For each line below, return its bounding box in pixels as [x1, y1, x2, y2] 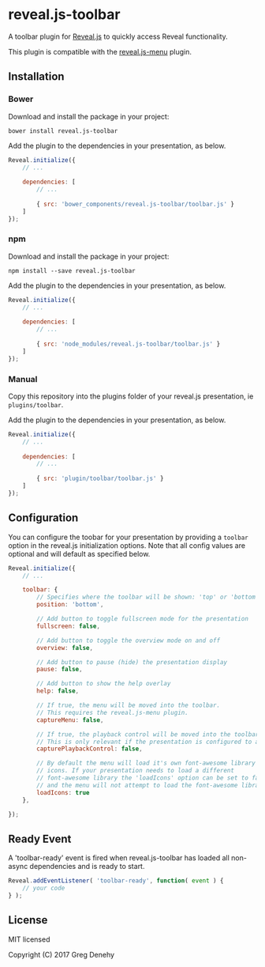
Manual [8, 373, 38, 384]
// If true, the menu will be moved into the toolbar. [36, 701, 221, 709]
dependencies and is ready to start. [29, 862, 145, 871]
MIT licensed [8, 935, 50, 944]
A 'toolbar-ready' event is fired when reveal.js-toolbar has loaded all [8, 853, 230, 863]
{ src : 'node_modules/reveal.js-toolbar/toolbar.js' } [36, 340, 221, 349]
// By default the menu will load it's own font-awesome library [36, 759, 256, 768]
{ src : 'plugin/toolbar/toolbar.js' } [36, 474, 164, 483]
